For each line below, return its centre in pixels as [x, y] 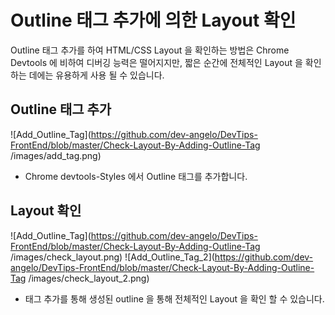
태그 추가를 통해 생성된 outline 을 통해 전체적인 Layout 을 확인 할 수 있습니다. [174, 298]
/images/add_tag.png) [56, 155]
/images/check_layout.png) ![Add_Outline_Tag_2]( [112, 257]
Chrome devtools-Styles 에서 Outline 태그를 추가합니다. [136, 176]
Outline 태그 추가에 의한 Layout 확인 [153, 20]
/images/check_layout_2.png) [89, 278]
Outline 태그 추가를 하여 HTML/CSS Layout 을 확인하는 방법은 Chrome [150, 50]
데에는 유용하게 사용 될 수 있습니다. [96, 75]
